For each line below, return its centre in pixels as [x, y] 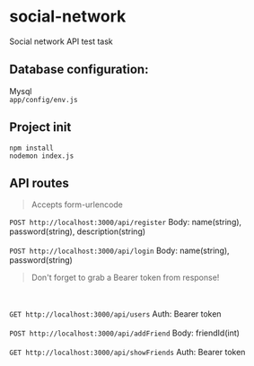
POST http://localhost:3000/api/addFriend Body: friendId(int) [125, 333]
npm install [31, 148]
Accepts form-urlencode [77, 205]
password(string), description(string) [78, 231]
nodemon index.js [42, 156]
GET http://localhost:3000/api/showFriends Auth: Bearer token [127, 353]
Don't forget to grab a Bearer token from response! [125, 278]
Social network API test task [61, 41]
